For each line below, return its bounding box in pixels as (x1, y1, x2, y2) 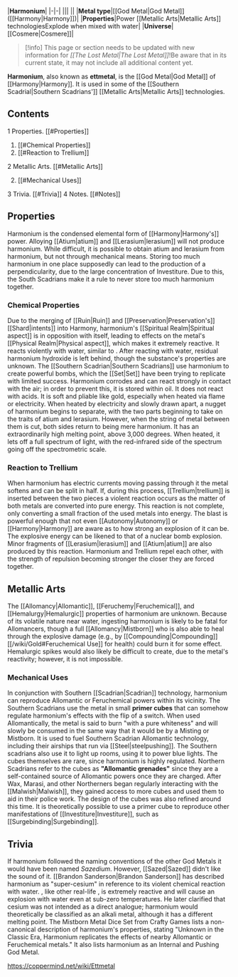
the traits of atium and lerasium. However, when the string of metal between (7, 414, 229, 423)
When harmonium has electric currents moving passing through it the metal (7, 479, 229, 487)
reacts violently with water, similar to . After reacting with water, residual (7, 346, 219, 355)
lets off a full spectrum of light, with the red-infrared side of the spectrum (7, 437, 222, 445)
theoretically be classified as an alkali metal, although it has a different (7, 910, 213, 919)
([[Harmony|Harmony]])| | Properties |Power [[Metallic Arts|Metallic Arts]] (7, 14, 222, 23)
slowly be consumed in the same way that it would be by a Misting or (7, 727, 210, 735)
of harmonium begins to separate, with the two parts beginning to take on (7, 407, 223, 415)
